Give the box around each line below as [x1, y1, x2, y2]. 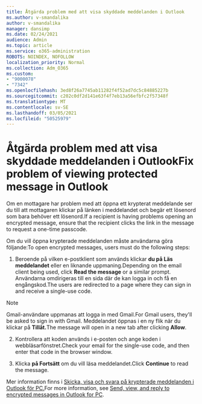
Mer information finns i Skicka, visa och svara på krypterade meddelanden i [6, 378, 194, 385]
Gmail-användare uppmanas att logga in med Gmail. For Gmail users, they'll [6, 311, 192, 318]
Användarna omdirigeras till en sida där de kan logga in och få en [14, 275, 177, 282]
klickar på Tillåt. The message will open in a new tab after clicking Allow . [6, 324, 187, 331]
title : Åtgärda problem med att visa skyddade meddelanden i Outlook [6, 8, 185, 15]
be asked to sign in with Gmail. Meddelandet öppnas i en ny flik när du [6, 318, 181, 325]
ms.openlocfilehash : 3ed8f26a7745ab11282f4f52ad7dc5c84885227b [6, 88, 169, 94]
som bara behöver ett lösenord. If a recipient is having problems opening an [6, 213, 193, 220]
